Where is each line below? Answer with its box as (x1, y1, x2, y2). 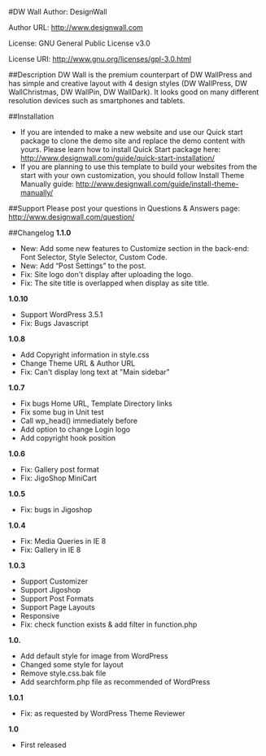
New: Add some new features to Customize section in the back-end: (20, 244, 250, 253)
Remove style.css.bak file (20, 668, 107, 678)
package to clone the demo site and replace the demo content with (20, 136, 246, 146)
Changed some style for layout (20, 660, 124, 669)
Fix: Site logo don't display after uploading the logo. (20, 270, 194, 279)
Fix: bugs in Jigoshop (20, 505, 93, 515)
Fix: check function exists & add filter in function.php (20, 619, 198, 629)
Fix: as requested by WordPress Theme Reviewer (20, 709, 185, 718)
